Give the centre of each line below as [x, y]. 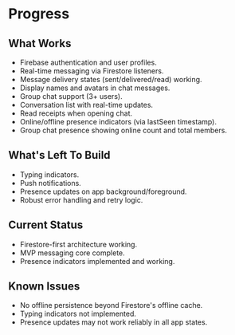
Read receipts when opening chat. [76, 113]
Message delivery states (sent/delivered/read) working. [111, 79]
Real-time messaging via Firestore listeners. [92, 71]
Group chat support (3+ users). [71, 96]
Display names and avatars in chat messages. [95, 88]
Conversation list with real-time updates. [86, 105]
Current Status [46, 225]
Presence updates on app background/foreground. [103, 191]
